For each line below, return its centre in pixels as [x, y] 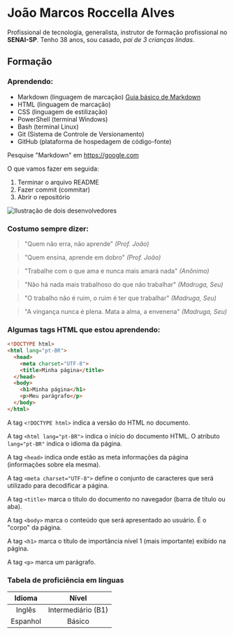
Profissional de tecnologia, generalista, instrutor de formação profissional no [117, 32]
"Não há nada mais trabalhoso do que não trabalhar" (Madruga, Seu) [124, 284]
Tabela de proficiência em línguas [66, 580]
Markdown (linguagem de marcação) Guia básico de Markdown [109, 97]
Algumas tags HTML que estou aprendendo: [84, 329]
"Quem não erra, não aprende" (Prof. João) [87, 243]
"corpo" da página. [35, 527]
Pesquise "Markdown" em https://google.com [73, 155]
